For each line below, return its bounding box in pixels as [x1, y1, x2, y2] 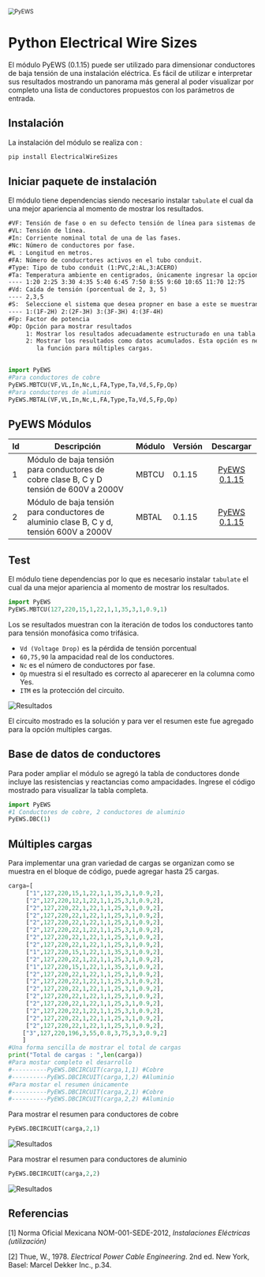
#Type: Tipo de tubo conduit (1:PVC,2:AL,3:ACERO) [8, 263, 178, 271]
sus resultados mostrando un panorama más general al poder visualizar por [8, 77, 254, 86]
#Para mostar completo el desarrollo [8, 1059, 132, 1067]
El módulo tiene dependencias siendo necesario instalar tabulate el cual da [8, 195, 254, 205]
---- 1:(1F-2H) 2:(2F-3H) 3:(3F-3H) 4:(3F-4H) [8, 308, 164, 316]
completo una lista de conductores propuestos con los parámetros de [8, 85, 235, 94]
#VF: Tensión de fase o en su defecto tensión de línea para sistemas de [8, 219, 256, 228]
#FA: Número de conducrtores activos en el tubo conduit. [8, 256, 203, 264]
